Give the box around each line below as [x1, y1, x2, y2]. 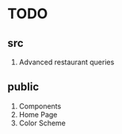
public [7, 80, 40, 94]
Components [18, 101, 62, 111]
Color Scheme [18, 118, 67, 128]
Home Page [18, 109, 58, 119]
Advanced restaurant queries [18, 57, 115, 67]
